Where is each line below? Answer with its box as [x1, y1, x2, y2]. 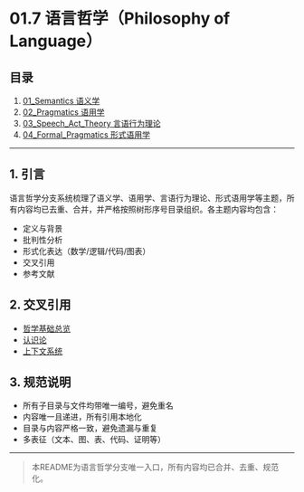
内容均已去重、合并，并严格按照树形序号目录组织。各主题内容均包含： [16, 203, 279, 214]
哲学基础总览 [22, 323, 71, 334]
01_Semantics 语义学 [22, 96, 100, 106]
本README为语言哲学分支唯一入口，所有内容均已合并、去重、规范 [31, 462, 280, 473]
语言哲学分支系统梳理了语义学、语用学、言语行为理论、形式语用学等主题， [9, 192, 287, 203]
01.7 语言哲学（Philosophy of [9, 8, 231, 29]
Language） [9, 31, 102, 52]
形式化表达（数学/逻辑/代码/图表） [22, 245, 151, 256]
